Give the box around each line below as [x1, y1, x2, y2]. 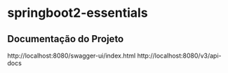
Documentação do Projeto [7, 33, 124, 45]
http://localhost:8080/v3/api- [137, 51, 222, 60]
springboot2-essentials [7, 5, 149, 21]
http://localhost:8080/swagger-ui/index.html [7, 51, 136, 60]
